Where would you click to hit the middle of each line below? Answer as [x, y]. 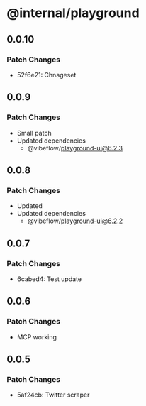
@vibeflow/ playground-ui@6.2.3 [75, 148]
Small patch [34, 133]
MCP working [37, 337]
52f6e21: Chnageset [46, 75]
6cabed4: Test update [49, 279]
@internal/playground [73, 13]
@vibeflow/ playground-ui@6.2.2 [75, 221]
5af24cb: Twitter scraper [53, 395]
